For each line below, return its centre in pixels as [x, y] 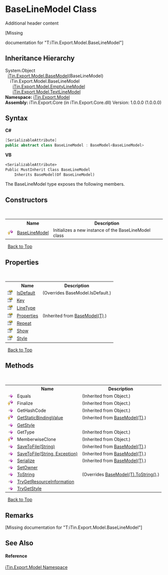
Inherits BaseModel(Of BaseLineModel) [54, 175]
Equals [24, 396]
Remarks [19, 515]
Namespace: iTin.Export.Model [37, 97]
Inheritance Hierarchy [40, 58]
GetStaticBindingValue [40, 418]
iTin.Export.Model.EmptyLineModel [49, 86]
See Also [19, 543]
